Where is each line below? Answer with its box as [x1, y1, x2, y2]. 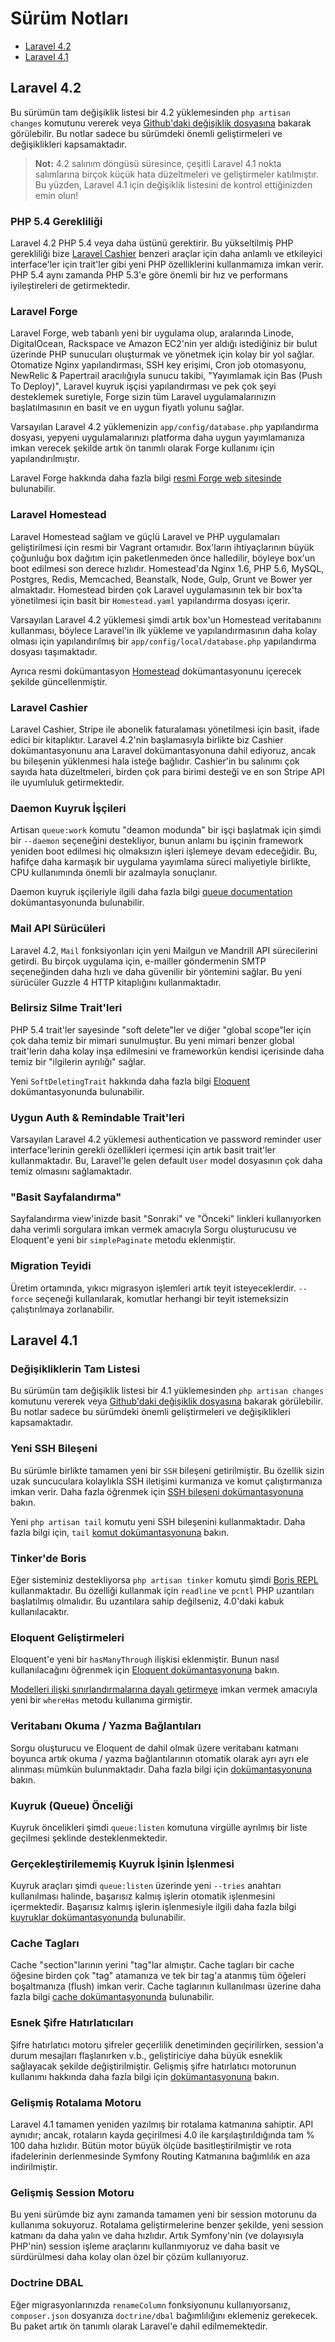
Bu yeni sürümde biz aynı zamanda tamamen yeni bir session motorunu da [10, 2208, 318, 2221]
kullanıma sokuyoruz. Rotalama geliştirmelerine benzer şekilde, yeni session [10, 2219, 324, 2231]
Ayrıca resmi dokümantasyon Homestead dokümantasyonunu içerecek [10, 665, 302, 677]
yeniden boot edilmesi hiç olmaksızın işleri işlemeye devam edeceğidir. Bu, [10, 845, 318, 857]
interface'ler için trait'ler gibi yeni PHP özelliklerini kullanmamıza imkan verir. [10, 258, 324, 271]
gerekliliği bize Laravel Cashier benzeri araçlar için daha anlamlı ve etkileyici [10, 248, 323, 260]
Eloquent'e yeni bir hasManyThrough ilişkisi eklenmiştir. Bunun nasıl [10, 1653, 280, 1666]
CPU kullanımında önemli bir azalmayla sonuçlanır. [10, 867, 218, 879]
